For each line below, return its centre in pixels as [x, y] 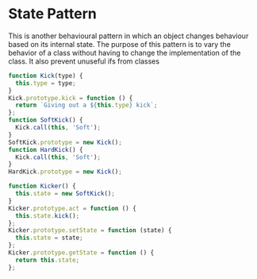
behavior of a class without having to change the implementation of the [125, 52]
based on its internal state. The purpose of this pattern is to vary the [120, 44]
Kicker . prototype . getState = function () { [81, 253]
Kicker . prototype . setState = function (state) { [90, 231]
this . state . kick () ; [48, 215]
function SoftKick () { [46, 120]
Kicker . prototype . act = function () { [72, 208]
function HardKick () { [46, 149]
